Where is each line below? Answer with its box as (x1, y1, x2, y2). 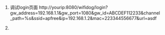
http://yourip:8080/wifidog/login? (39, 4, 108, 10)
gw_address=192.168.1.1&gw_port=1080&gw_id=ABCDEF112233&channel (10, 10, 160, 16)
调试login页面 (10, 4, 38, 10)
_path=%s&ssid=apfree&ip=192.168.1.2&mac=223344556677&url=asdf (10, 15, 157, 21)
